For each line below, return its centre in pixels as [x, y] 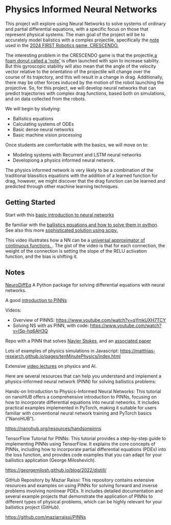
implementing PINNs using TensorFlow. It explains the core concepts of [80, 444]
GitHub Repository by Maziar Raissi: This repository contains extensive [80, 480]
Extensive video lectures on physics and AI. [51, 366]
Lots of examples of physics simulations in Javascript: [62, 351]
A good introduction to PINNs [36, 300]
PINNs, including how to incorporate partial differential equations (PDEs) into [86, 449]
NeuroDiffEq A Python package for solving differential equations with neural [85, 285]
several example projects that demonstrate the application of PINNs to [79, 496]
